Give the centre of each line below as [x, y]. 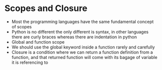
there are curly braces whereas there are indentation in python [74, 37]
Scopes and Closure [46, 8]
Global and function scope [38, 42]
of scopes [22, 26]
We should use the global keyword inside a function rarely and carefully [83, 47]
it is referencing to [30, 62]
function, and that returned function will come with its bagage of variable [84, 57]
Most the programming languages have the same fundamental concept [82, 22]
